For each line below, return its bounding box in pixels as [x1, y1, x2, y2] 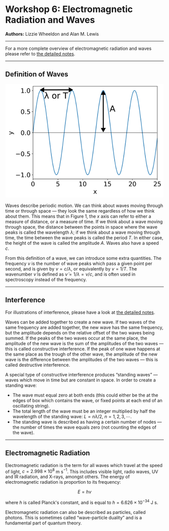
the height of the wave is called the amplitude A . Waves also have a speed [5, 240, 159, 246]
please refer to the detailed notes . [5, 50, 75, 56]
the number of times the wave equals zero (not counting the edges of [12, 424, 157, 430]
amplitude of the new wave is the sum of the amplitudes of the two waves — [5, 340, 164, 346]
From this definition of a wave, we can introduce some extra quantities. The [5, 255, 162, 261]
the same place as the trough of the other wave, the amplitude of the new [5, 351, 157, 357]
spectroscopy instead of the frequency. [5, 276, 87, 283]
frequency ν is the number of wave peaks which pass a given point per [5, 260, 152, 267]
